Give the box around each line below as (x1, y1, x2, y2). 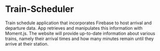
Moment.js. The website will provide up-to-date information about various (5, 30, 156, 36)
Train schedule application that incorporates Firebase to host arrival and (5, 20, 152, 26)
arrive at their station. (5, 41, 49, 47)
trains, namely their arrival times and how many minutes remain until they (5, 36, 154, 42)
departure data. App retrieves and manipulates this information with (5, 25, 143, 31)
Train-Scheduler (5, 3, 74, 15)
